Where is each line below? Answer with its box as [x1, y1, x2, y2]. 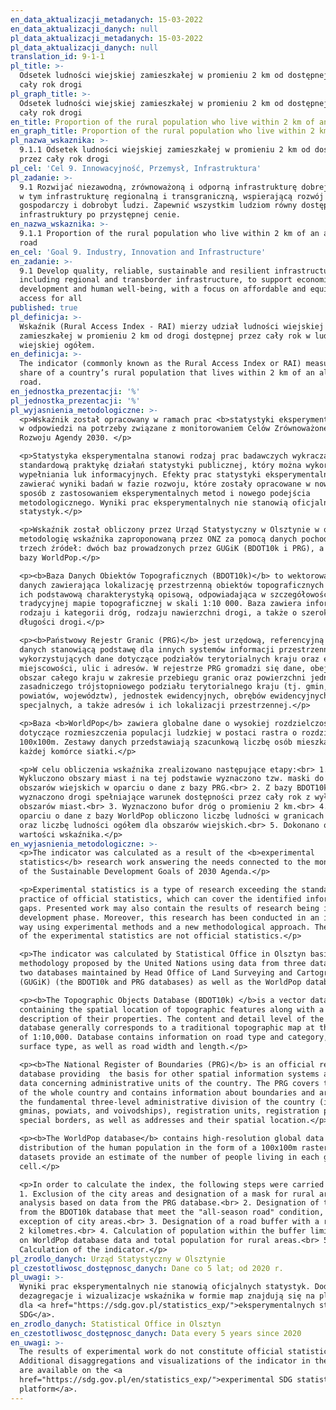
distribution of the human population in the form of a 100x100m [19, 1143, 298, 1153]
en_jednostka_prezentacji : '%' [10, 386, 141, 396]
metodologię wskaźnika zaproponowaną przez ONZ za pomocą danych [19, 534, 298, 545]
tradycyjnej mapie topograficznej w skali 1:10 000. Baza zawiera [19, 599, 302, 609]
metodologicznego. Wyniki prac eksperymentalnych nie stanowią [19, 497, 288, 508]
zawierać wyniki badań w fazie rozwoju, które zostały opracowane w [19, 479, 311, 489]
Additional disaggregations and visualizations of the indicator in [19, 1356, 311, 1366]
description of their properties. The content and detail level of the [19, 1014, 325, 1024]
